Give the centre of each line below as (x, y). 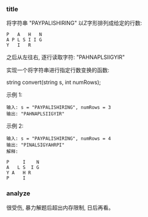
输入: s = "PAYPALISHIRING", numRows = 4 (59, 139)
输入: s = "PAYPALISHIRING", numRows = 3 (59, 108)
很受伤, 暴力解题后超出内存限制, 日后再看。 (60, 207)
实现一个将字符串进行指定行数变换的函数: (58, 70)
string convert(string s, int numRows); (54, 82)
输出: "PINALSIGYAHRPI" (36, 145)
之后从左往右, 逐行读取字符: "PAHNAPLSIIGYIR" (65, 57)
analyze (18, 193)
